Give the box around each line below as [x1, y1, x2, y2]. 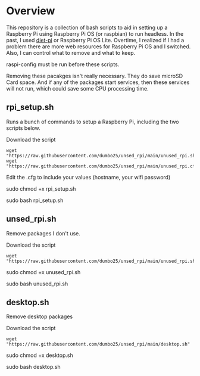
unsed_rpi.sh [6, 214, 57, 224]
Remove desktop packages [6, 313, 73, 320]
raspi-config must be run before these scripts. [6, 61, 120, 68]
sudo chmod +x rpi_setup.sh [6, 185, 76, 192]
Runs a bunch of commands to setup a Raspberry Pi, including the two [6, 118, 179, 125]
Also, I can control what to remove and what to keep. [6, 49, 136, 56]
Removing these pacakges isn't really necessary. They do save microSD [6, 72, 183, 79]
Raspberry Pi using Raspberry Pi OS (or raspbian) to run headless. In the [6, 30, 184, 37]
